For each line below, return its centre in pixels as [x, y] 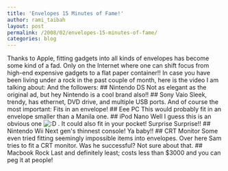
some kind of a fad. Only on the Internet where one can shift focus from [108, 66]
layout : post [26, 26]
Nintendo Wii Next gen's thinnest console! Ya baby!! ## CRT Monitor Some [113, 131]
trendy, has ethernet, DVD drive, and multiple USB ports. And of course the [113, 102]
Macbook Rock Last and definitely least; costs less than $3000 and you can [114, 153]
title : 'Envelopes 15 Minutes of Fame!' [66, 13]
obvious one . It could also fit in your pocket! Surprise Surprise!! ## [109, 124]
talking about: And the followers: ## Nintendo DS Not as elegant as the [107, 88]
